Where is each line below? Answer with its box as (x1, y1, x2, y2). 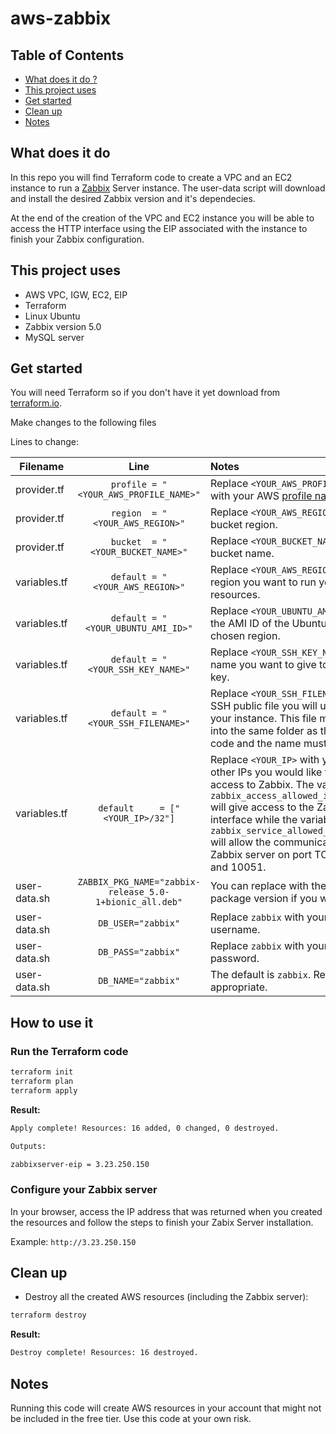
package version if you (209, 892, 318, 906)
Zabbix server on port (209, 848, 313, 862)
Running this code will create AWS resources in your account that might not (10, 1402, 322, 1414)
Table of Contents (10, 47, 125, 64)
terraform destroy (10, 1310, 87, 1321)
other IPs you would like (209, 765, 323, 779)
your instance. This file (209, 712, 317, 726)
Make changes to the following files (10, 417, 157, 429)
